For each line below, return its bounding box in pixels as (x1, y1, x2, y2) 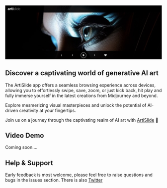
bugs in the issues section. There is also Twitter (5, 177, 103, 183)
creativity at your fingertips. (19, 107, 76, 113)
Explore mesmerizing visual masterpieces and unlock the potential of (5, 102, 147, 108)
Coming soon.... (5, 144, 38, 150)
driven (5, 107, 18, 113)
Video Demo (5, 131, 44, 140)
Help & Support (5, 159, 54, 167)
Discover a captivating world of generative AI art (5, 69, 159, 77)
